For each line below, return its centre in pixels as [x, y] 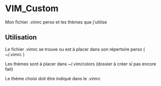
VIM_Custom [32, 9]
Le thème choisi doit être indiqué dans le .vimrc [53, 78]
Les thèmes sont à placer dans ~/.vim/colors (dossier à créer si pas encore [81, 64]
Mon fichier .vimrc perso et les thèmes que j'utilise [56, 22]
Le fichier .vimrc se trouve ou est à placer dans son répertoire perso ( [75, 49]
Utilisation [21, 37]
